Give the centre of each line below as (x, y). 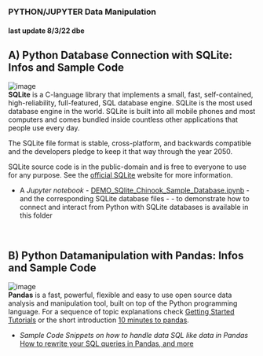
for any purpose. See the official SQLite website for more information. (121, 175)
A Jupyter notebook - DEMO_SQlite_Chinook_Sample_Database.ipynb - (134, 190)
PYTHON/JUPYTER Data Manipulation (82, 12)
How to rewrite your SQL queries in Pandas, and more (106, 343)
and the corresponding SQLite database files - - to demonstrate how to (134, 199)
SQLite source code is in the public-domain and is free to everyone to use (128, 167)
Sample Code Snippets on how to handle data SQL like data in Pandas (134, 336)
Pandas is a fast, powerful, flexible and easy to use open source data (120, 295)
